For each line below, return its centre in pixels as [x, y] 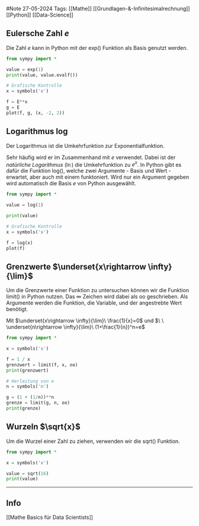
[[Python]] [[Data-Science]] [40, 15]
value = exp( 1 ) [25, 69]
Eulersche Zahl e [38, 34]
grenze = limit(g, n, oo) [38, 403]
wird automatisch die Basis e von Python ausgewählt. [71, 183]
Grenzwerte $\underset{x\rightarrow [76, 267]
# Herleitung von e [30, 381]
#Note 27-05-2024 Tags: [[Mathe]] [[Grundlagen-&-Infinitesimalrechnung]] [98, 9]
